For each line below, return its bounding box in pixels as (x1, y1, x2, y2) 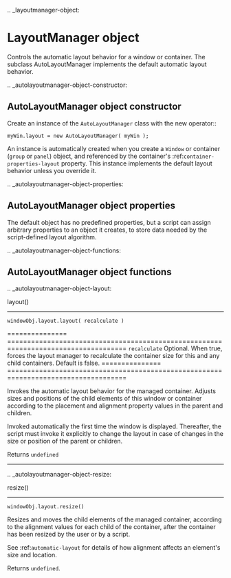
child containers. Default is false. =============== (7, 359, 162, 368)
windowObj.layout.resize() (7, 504, 85, 510)
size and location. (7, 551, 57, 559)
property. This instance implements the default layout (60, 159, 212, 168)
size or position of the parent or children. (7, 437, 123, 446)
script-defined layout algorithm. (7, 232, 97, 241)
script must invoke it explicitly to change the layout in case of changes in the (7, 430, 223, 438)
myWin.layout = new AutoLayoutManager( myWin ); (7, 132, 149, 139)
